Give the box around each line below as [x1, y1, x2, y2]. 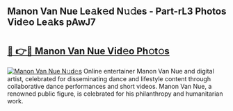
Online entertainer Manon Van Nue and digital [83, 67, 214, 75]
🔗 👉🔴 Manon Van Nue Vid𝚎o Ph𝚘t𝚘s [7, 45, 170, 57]
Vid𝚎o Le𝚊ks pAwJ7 [7, 17, 96, 28]
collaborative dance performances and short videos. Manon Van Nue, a [7, 83, 212, 90]
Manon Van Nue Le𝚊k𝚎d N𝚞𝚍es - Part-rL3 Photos [7, 6, 227, 17]
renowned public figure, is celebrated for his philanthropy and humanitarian [7, 89, 223, 98]
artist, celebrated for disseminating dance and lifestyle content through [7, 75, 211, 83]
